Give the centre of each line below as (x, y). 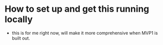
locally (19, 19)
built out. (21, 38)
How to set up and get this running (77, 9)
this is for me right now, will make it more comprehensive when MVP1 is (85, 33)
